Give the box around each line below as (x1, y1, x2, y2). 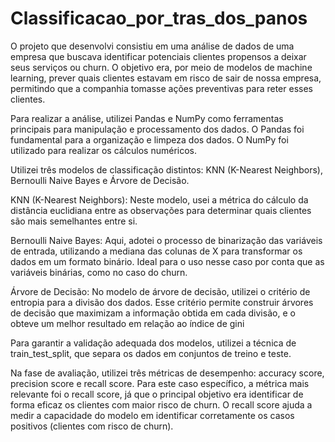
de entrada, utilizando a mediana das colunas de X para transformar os (10, 245, 303, 257)
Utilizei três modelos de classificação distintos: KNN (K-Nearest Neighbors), (10, 163, 324, 176)
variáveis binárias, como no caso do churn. (10, 266, 188, 278)
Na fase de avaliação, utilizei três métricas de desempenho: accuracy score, (10, 367, 325, 379)
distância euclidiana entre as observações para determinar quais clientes (10, 204, 312, 216)
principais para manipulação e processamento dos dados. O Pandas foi (10, 123, 305, 135)
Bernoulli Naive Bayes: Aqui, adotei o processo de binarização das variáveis (10, 234, 323, 246)
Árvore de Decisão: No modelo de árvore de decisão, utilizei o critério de (10, 285, 311, 297)
